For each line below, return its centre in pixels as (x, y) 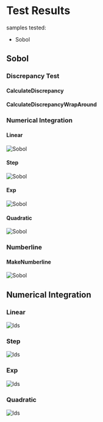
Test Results (38, 11)
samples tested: (27, 28)
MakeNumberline (29, 262)
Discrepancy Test (33, 76)
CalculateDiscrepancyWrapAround (52, 105)
